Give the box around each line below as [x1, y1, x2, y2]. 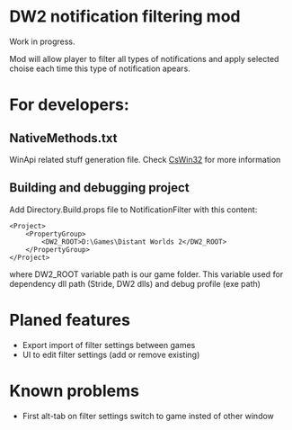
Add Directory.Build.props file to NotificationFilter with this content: [9, 204, 258, 215]
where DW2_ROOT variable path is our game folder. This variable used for [9, 268, 284, 280]
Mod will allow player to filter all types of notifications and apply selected [9, 53, 279, 64]
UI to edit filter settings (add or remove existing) [22, 349, 200, 360]
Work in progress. [9, 36, 75, 47]
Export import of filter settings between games [22, 339, 196, 350]
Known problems [9, 381, 139, 401]
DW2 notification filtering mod [9, 6, 241, 27]
